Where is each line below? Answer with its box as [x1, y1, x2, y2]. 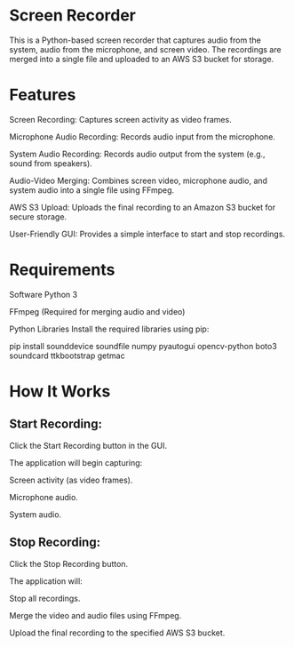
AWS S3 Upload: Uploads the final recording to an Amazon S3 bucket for [9, 202, 276, 212]
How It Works [9, 381, 111, 401]
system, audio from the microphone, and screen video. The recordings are [9, 44, 282, 54]
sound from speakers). [9, 157, 93, 169]
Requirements [9, 260, 115, 280]
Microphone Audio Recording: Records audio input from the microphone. [9, 131, 275, 142]
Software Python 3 [9, 289, 78, 300]
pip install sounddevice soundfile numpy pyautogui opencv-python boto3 [9, 340, 277, 351]
